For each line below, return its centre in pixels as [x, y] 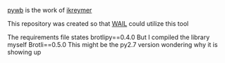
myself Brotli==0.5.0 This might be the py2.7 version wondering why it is [112, 44]
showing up [24, 52]
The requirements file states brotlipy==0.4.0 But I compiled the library [109, 37]
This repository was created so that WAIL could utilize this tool [98, 23]
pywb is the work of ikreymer [50, 10]
